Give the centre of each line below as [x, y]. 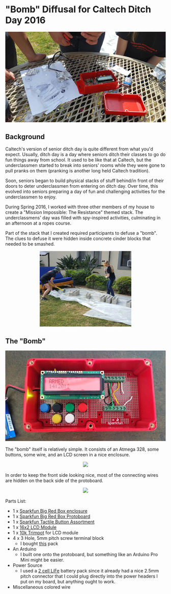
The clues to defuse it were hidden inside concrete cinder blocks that [78, 238]
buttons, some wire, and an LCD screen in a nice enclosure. [68, 455]
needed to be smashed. [30, 244]
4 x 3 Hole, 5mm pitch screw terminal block [58, 538]
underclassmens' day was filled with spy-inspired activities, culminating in [83, 218]
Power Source [27, 565]
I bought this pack [39, 544]
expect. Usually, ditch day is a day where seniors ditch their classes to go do [85, 155]
